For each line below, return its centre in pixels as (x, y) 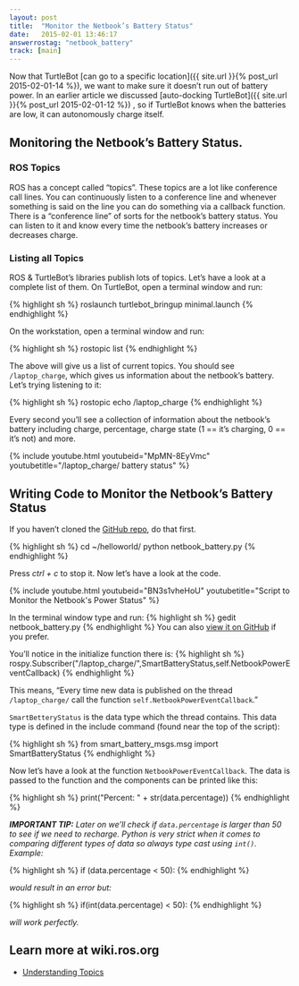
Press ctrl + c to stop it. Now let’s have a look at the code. (115, 573)
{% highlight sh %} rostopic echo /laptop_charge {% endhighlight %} (136, 403)
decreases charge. (44, 234)
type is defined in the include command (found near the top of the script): (145, 727)
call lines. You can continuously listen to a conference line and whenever (143, 197)
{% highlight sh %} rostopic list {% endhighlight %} (104, 349)
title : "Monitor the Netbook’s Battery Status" (101, 26)
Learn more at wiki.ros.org (84, 951)
